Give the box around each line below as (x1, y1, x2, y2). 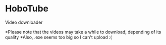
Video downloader (5, 19, 43, 25)
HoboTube (5, 3, 49, 14)
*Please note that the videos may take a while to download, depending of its (5, 29, 162, 35)
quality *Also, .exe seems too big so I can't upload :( (5, 34, 112, 40)
